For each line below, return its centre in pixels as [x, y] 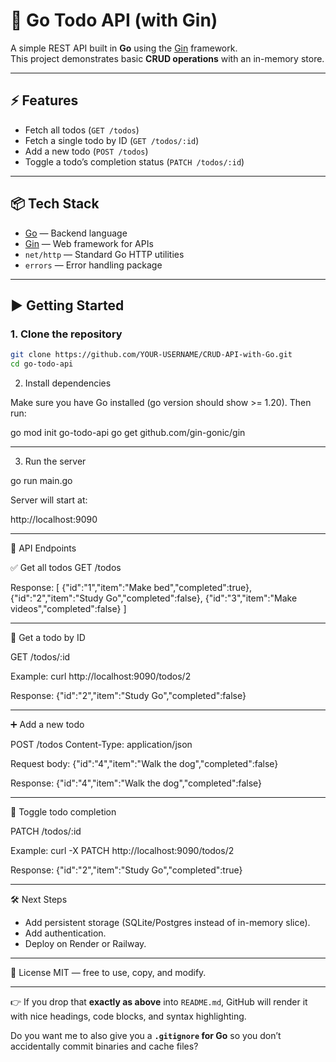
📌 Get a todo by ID [48, 637]
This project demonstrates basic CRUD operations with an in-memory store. [167, 58]
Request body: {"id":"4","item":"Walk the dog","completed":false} [144, 763]
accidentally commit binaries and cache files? [104, 1046]
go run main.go [41, 480]
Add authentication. [65, 933]
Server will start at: [49, 500]
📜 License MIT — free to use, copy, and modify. [108, 972]
